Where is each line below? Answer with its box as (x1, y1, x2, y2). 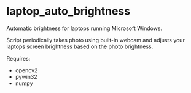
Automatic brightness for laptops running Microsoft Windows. (6, 24, 163, 32)
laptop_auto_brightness (6, 4, 131, 18)
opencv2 (15, 66, 38, 74)
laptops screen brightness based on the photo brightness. (6, 43, 154, 50)
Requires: (6, 54, 31, 62)
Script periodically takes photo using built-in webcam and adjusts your (6, 36, 185, 43)
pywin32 (15, 73, 38, 80)
